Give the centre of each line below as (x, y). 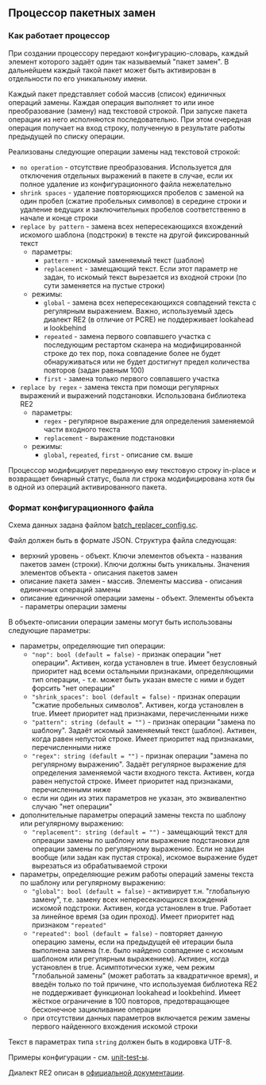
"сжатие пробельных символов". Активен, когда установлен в (137, 704)
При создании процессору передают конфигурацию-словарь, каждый (128, 53)
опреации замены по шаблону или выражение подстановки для (141, 840)
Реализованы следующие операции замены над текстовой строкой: (124, 151)
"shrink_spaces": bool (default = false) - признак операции (136, 697)
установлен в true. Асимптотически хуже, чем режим (123, 967)
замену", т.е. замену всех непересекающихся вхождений (129, 900)
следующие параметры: (50, 630)
